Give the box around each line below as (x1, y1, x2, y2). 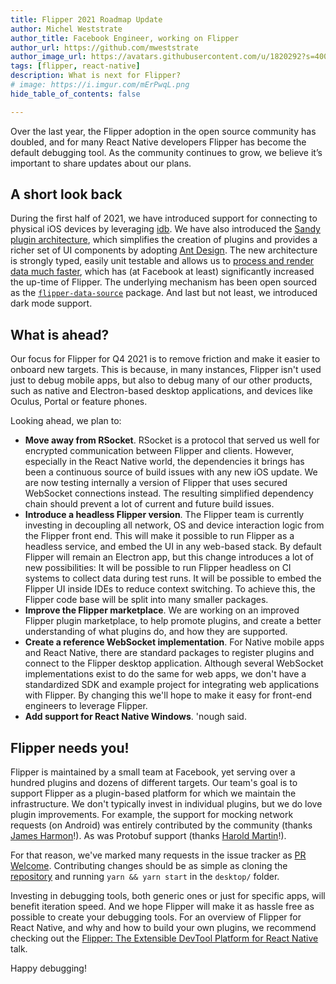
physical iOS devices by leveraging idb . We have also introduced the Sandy (10, 223, 321, 235)
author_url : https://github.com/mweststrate (10, 42, 199, 53)
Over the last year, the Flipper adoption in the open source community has (10, 125, 317, 137)
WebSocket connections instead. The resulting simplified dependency (24, 487, 314, 500)
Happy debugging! (10, 962, 87, 975)
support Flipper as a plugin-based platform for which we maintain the (10, 787, 297, 800)
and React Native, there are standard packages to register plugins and (24, 647, 315, 659)
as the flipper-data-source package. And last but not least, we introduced (10, 287, 318, 299)
